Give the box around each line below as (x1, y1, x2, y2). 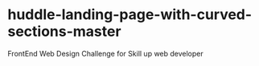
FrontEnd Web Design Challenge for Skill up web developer (7, 49, 204, 58)
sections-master (7, 22, 121, 41)
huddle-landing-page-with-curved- (7, 6, 253, 24)
